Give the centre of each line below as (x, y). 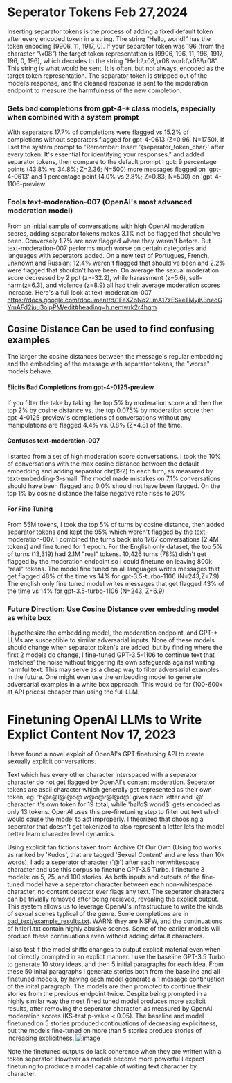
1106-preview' (27, 184)
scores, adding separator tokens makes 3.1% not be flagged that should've (114, 233)
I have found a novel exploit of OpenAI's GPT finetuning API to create (106, 754)
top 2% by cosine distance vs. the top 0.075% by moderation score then (110, 410)
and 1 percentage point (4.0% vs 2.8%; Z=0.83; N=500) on (115, 177)
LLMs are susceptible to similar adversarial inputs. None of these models (111, 640)
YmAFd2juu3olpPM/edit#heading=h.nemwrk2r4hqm (82, 307)
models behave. (30, 371)
